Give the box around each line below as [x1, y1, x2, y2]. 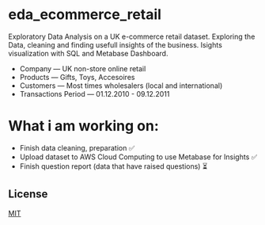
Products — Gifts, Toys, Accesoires [19, 72, 135, 82]
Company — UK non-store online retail [19, 63, 146, 73]
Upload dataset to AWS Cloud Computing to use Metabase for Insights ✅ [19, 152, 258, 162]
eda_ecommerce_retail [8, 6, 162, 24]
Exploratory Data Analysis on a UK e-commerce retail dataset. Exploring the [8, 32, 256, 41]
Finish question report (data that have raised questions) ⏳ [19, 161, 208, 171]
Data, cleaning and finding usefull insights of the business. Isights [8, 40, 223, 49]
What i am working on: [8, 117, 160, 135]
